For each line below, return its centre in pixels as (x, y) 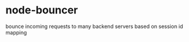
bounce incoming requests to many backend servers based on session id (94, 26)
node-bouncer (42, 10)
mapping (16, 32)
